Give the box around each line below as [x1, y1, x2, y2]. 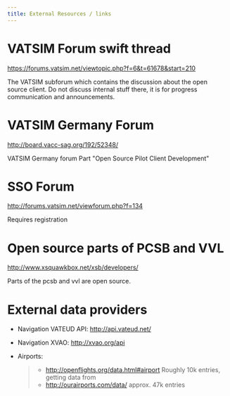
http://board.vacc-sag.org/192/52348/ [7, 140, 118, 148]
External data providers [7, 302, 148, 317]
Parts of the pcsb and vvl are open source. [7, 277, 132, 286]
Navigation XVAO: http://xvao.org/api [17, 338, 125, 347]
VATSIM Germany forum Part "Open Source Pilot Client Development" [7, 154, 210, 162]
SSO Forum [7, 179, 75, 194]
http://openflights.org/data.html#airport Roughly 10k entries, [45, 366, 220, 374]
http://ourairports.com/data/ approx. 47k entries [45, 381, 185, 389]
